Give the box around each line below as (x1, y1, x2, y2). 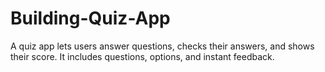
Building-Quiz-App (10, 7, 171, 30)
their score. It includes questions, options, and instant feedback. (10, 50, 275, 62)
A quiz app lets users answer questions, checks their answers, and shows (10, 40, 315, 52)
